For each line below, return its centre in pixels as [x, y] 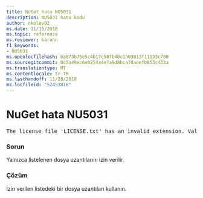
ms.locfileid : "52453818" [39, 85]
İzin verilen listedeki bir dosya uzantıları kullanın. [66, 188]
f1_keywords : [23, 46]
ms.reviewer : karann [32, 40]
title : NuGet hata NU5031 [39, 12]
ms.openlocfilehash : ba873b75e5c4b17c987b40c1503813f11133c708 [88, 57]
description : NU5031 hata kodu [46, 18]
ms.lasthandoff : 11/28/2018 [42, 79]
